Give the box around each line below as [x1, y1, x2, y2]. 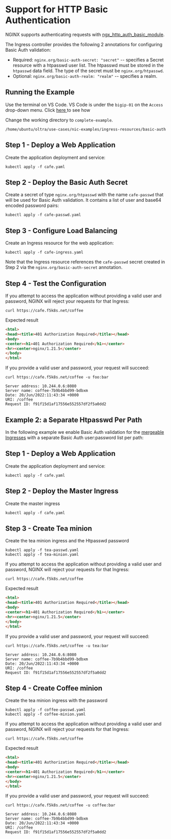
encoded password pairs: [5, 202, 59, 208]
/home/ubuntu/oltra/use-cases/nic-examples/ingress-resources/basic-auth [5, 127, 166, 132]
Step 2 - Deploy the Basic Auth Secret [5, 178, 128, 186]
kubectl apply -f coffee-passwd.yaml [5, 707, 86, 712]
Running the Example [5, 88, 75, 97]
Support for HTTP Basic [5, 4, 109, 15]
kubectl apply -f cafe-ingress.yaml [5, 250, 83, 255]
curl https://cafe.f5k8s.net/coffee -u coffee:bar [5, 803, 116, 808]
